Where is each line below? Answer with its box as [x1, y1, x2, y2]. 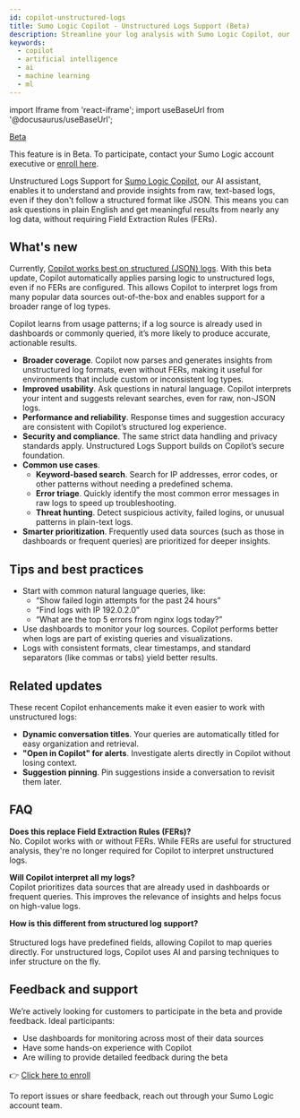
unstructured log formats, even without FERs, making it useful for [21, 365, 263, 375]
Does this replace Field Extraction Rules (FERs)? [9, 826, 192, 837]
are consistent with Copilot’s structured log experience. [21, 422, 227, 433]
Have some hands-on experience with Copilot [21, 1042, 193, 1053]
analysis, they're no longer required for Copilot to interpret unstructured [9, 845, 274, 856]
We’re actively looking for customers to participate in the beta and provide [9, 1005, 283, 1017]
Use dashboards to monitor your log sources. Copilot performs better [21, 623, 279, 634]
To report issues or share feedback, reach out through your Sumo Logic [9, 1090, 275, 1101]
